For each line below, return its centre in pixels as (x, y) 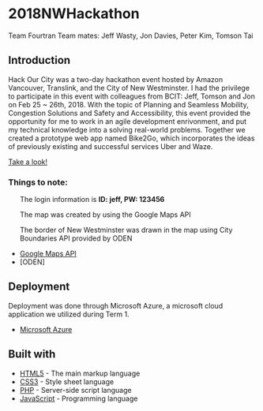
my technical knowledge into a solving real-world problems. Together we (127, 129)
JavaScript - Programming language (79, 398)
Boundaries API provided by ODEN (76, 238)
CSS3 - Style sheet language (67, 381)
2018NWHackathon (74, 14)
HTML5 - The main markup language (80, 373)
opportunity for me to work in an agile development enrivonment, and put (128, 121)
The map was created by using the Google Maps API (105, 215)
